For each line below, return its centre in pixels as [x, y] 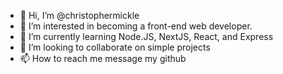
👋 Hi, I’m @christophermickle [79, 15]
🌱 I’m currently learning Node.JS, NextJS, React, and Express [146, 36]
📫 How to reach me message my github [103, 58]
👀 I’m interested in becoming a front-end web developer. [136, 26]
